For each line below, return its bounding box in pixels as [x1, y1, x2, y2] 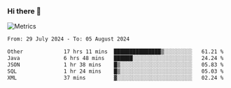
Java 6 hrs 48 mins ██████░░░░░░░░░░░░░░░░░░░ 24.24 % [7, 55, 224, 62]
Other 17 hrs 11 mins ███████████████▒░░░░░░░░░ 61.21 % [7, 48, 224, 55]
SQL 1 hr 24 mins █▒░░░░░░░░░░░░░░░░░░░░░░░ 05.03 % [7, 68, 224, 75]
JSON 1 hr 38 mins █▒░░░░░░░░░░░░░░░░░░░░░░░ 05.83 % [7, 61, 224, 68]
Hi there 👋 [7, 6, 42, 16]
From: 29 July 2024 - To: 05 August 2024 [7, 36, 130, 43]
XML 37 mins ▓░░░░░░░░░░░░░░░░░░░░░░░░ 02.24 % [7, 74, 224, 81]
